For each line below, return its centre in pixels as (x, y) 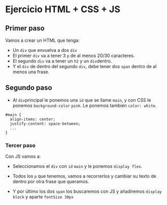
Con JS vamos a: (23, 157)
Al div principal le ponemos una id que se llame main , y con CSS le (82, 100)
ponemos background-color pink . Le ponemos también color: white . (85, 105)
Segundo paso (29, 88)
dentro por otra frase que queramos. (51, 182)
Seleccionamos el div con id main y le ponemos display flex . (77, 166)
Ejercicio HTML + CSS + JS (63, 9)
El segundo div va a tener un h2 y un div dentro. (62, 61)
